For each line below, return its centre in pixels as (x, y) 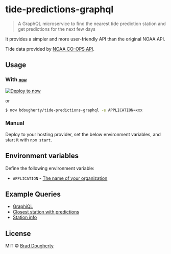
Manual (15, 123)
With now (16, 79)
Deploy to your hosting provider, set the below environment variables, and (83, 134)
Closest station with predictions (46, 212)
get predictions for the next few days (57, 29)
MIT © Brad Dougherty (29, 246)
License (18, 233)
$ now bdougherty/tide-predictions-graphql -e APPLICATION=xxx (74, 110)
